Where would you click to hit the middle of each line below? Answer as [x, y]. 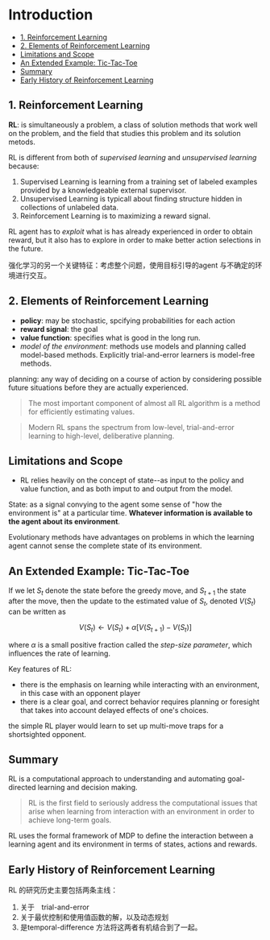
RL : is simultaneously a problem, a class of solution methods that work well [133, 124]
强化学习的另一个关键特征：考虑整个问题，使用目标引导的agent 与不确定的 [132, 265]
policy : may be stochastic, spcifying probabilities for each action [127, 321]
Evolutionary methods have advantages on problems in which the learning [131, 537]
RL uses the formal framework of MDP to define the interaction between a [131, 836]
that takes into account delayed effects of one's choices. [114, 710]
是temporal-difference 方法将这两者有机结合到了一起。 [111, 927]
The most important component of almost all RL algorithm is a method [144, 403]
